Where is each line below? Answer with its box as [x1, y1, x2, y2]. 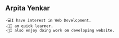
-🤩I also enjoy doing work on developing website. [5, 27, 115, 33]
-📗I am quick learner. [5, 23, 53, 28]
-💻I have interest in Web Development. [5, 17, 92, 23]
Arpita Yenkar [5, 4, 50, 12]
